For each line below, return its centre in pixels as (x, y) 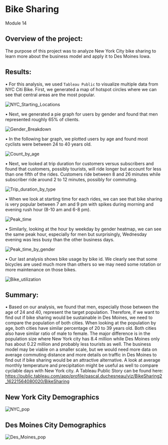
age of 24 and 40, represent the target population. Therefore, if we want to (82, 312)
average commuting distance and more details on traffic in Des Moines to (81, 355)
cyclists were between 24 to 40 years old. (48, 144)
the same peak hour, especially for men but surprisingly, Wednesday (76, 234)
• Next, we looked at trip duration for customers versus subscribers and (79, 163)
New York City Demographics (52, 397)
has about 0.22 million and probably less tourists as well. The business (78, 344)
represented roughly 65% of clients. (43, 119)
